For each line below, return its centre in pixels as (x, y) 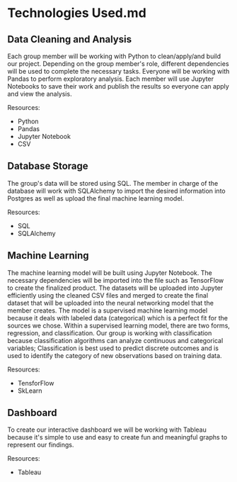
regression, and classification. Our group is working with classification (110, 333)
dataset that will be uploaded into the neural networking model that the (111, 303)
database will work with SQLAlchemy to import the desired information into (116, 191)
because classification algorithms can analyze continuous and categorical (115, 340)
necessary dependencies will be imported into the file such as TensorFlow (116, 280)
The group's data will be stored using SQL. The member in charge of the (113, 183)
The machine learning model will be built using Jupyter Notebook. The (110, 273)
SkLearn (30, 391)
